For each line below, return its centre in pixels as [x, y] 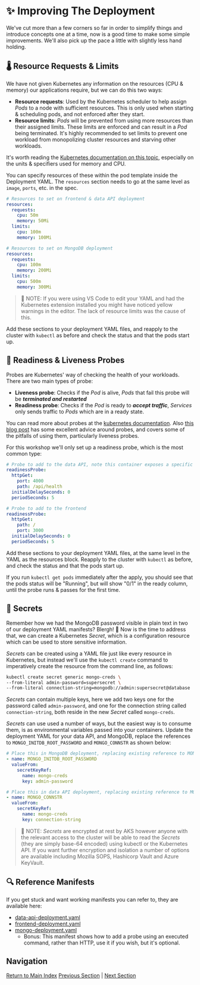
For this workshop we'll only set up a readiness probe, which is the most [95, 447]
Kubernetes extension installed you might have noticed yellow [96, 304]
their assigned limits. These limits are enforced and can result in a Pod [101, 127]
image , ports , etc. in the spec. [42, 188]
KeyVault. [32, 862]
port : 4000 [30, 481]
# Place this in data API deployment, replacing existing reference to [97, 792]
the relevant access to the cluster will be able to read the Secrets [100, 837]
